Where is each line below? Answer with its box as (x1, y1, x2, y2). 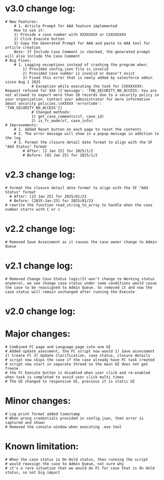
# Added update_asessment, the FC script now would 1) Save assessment (5, 349, 155, 353)
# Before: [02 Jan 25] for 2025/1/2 (23, 153, 98, 158)
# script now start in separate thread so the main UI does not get (5, 361, 148, 367)
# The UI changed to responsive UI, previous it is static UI (5, 379, 135, 384)
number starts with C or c (5, 207, 60, 212)
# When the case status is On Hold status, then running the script (5, 457, 148, 462)
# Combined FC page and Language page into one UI (5, 344, 111, 350)
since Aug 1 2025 (5, 79, 41, 84)
